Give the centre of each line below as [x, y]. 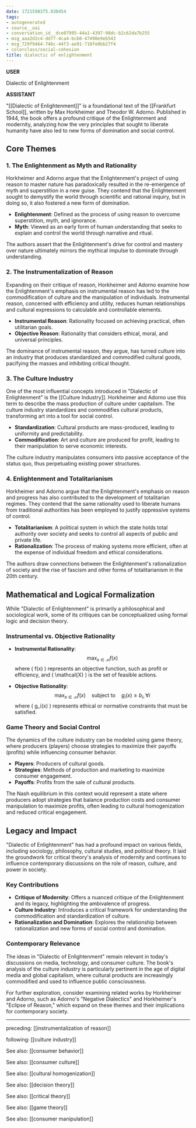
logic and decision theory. [37, 621]
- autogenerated [26, 22]
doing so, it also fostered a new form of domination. [68, 203]
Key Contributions [33, 885]
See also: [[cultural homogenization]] [50, 1073]
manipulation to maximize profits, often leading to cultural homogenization [95, 806]
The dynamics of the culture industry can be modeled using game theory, [94, 740]
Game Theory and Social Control [53, 727]
